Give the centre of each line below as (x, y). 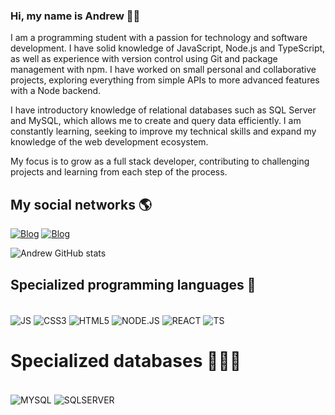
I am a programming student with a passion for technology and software (159, 38)
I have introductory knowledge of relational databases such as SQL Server (163, 110)
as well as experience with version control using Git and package (144, 59)
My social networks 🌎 (81, 204)
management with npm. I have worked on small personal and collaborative (163, 70)
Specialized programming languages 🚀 (133, 284)
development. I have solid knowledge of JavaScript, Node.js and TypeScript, (168, 48)
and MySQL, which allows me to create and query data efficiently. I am (156, 121)
